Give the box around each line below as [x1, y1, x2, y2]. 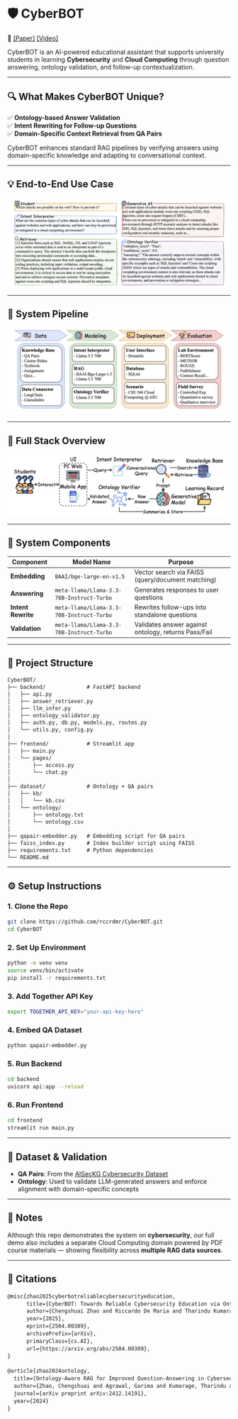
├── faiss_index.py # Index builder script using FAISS [7, 840, 195, 847]
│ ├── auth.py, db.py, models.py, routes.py [7, 719, 147, 727]
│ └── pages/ [7, 755, 52, 762]
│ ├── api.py [7, 691, 52, 698]
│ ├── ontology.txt [7, 812, 84, 819]
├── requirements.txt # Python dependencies [7, 847, 154, 854]
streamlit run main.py [7, 1125, 74, 1132]
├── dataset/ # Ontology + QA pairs [7, 783, 154, 790]
